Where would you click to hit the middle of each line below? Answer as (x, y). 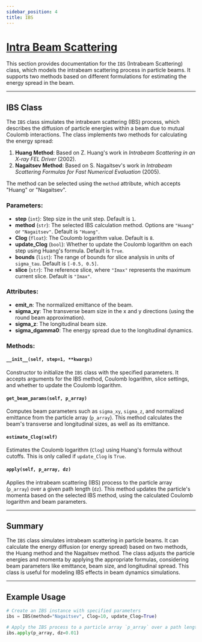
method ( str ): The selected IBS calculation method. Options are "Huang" (104, 225)
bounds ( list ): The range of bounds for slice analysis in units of (95, 257)
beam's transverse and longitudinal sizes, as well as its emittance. (88, 424)
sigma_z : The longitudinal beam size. (61, 324)
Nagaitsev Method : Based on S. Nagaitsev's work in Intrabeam (93, 165)
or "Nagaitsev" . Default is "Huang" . (57, 231)
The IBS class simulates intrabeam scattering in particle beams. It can (93, 540)
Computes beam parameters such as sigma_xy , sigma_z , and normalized (95, 411)
